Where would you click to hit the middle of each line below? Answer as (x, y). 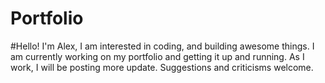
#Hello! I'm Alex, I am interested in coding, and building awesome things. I (162, 46)
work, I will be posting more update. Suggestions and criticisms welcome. (162, 67)
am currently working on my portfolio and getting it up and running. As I (157, 56)
